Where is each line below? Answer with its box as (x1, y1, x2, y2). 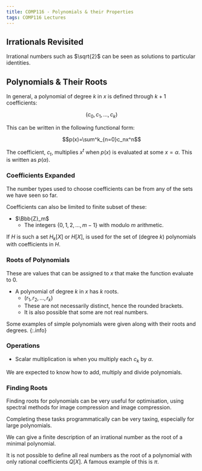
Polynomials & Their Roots (6, 77, 108, 87)
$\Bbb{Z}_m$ (15, 215, 50, 222)
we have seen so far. (6, 191, 58, 199)
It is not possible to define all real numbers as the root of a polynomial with (6, 451, 192, 459)
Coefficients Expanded (6, 171, 76, 180)
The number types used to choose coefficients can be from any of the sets (6, 185, 194, 192)
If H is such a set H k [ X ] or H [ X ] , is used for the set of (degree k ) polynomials (6, 233, 197, 242)
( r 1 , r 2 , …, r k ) (24, 294, 53, 303)
